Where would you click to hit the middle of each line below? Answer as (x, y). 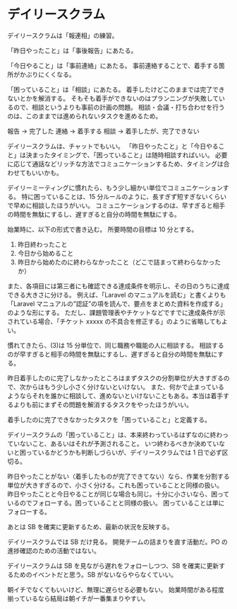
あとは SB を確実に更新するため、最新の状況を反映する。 (91, 527)
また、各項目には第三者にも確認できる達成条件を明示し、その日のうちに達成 (119, 286)
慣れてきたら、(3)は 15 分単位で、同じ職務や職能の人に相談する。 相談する (116, 345)
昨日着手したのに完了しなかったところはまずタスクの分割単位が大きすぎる (115, 378)
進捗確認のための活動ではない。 (54, 550)
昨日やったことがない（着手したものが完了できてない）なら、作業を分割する (119, 476)
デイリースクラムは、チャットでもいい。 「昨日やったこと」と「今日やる (113, 146)
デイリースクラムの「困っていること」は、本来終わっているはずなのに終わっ (118, 434)
